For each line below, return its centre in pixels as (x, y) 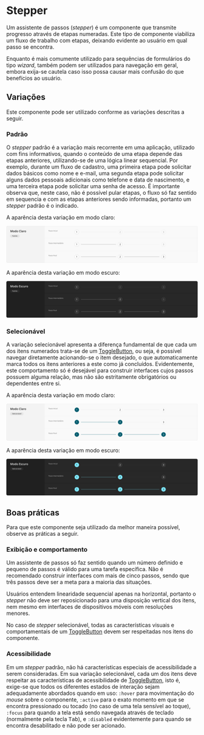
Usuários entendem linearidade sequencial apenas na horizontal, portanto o (101, 594)
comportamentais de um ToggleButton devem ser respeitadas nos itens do (100, 631)
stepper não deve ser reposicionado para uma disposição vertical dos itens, (101, 600)
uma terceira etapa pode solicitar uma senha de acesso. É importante (93, 186)
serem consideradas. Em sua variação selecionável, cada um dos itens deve (102, 673)
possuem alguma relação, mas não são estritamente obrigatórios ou (91, 377)
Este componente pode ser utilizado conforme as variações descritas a (95, 112)
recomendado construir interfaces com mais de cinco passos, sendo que (98, 575)
